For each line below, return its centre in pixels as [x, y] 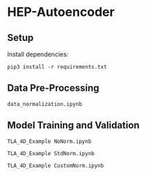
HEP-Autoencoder [61, 12]
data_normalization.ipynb [44, 104]
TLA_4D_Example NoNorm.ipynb [49, 141]
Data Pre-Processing [53, 88]
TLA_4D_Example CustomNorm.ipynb [56, 166]
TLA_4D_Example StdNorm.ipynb [51, 153]
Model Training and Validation [74, 125]
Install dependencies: [38, 54]
